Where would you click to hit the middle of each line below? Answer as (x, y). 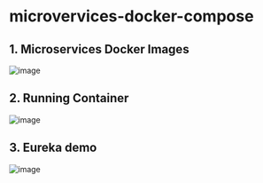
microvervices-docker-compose (131, 16)
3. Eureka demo (53, 148)
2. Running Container (69, 98)
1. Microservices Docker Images (99, 49)
